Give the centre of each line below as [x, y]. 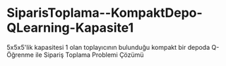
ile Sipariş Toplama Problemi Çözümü [90, 55]
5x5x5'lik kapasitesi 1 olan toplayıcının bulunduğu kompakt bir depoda [108, 47]
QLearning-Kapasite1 [70, 28]
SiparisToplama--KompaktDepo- [105, 13]
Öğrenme [20, 55]
